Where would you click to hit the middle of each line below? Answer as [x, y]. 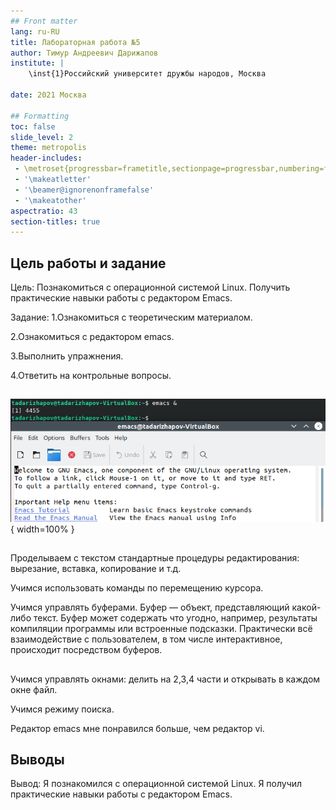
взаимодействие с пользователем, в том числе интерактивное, [146, 639]
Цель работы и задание [88, 263]
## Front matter [44, 21]
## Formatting [40, 116]
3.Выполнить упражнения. [67, 356]
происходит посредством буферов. [86, 650]
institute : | [37, 63]
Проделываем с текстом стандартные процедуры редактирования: [155, 558]
